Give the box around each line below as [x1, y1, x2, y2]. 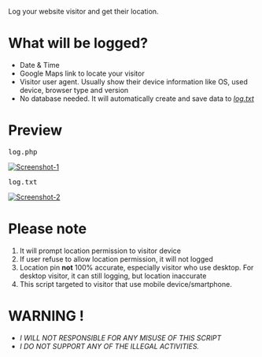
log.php [8, 147, 38, 156]
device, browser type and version [19, 85, 129, 95]
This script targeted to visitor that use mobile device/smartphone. [19, 279, 232, 288]
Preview [8, 121, 63, 139]
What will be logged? [8, 35, 148, 52]
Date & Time [19, 60, 61, 69]
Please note [8, 220, 87, 238]
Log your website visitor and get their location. [8, 7, 159, 16]
